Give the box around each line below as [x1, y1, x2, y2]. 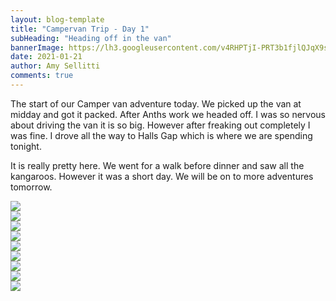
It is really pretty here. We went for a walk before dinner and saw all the [10, 159, 305, 171]
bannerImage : [10, 42, 65, 53]
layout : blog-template [10, 14, 105, 25]
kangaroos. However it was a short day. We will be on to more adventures [10, 170, 314, 182]
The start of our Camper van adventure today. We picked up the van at [10, 97, 302, 110]
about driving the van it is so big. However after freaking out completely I [10, 119, 311, 131]
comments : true [10, 71, 74, 81]
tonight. [10, 140, 42, 152]
